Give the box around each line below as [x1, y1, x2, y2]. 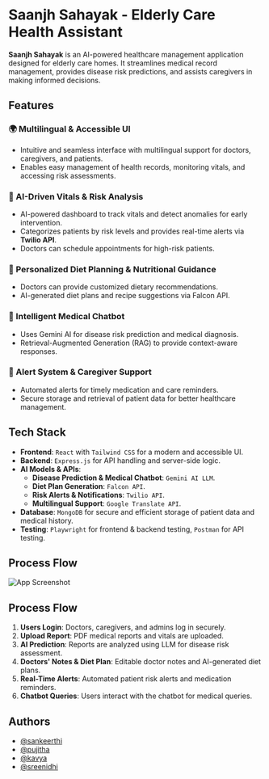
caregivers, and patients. [19, 154, 103, 163]
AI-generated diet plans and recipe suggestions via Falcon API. [19, 291, 230, 301]
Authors [8, 714, 51, 728]
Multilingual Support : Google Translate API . [32, 499, 182, 508]
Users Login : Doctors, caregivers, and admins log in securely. [19, 622, 226, 632]
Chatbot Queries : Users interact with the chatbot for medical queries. [19, 691, 253, 701]
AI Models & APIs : [19, 464, 82, 474]
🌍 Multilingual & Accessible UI [8, 124, 131, 135]
